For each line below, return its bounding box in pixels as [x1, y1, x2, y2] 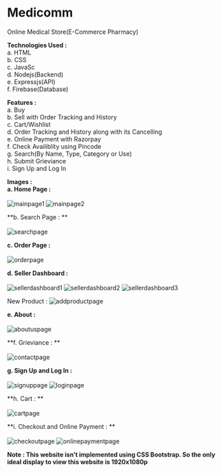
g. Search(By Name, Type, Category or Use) [7, 150, 133, 158]
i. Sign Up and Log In [7, 164, 67, 172]
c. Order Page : [7, 241, 51, 249]
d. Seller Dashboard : [7, 269, 69, 277]
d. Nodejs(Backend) [7, 70, 64, 79]
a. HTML [7, 48, 32, 57]
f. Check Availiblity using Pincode [7, 142, 102, 150]
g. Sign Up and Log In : [7, 366, 72, 374]
